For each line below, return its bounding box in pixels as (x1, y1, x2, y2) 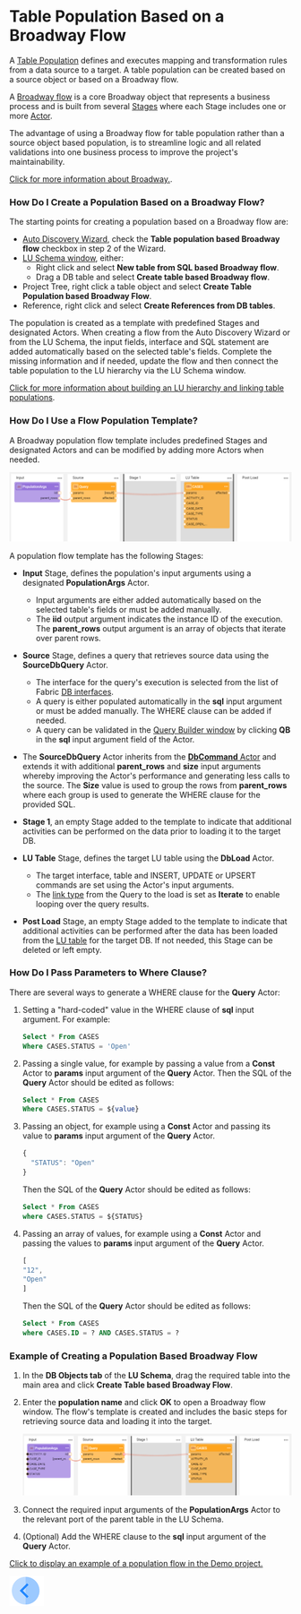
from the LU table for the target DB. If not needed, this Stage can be (21, 934, 273, 946)
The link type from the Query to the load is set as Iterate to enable (35, 889, 280, 899)
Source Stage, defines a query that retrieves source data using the (21, 649, 270, 660)
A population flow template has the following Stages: (9, 550, 204, 561)
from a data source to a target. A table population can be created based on (9, 64, 286, 75)
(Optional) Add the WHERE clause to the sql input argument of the (21, 1532, 267, 1542)
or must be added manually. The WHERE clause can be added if (35, 705, 272, 716)
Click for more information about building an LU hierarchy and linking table (9, 382, 285, 393)
